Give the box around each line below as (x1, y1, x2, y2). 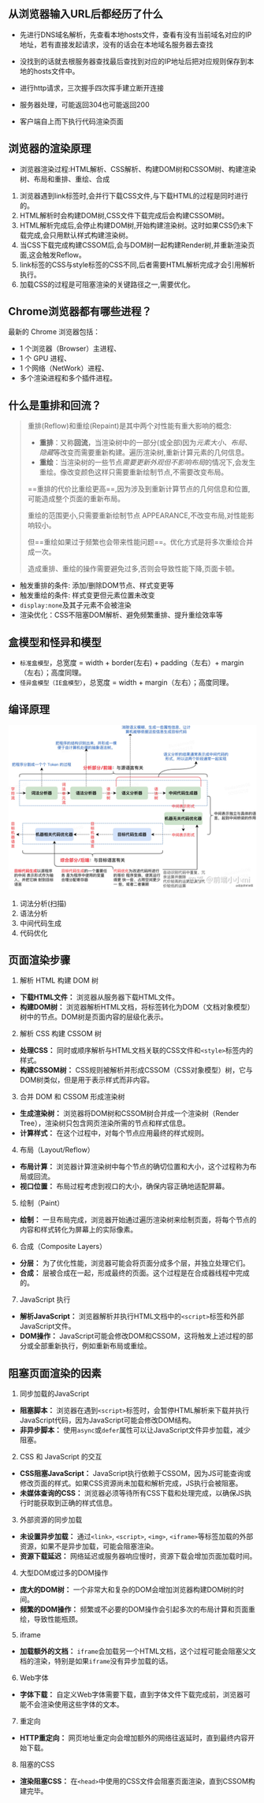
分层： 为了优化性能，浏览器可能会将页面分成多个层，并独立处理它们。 (19, 1258, 250, 1268)
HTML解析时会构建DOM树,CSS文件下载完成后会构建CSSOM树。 (19, 210, 229, 220)
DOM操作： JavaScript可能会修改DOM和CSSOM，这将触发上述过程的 (19, 1331, 247, 1341)
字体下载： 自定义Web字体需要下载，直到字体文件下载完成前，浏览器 (19, 1690, 244, 1700)
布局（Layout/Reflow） (19, 1145, 95, 1154)
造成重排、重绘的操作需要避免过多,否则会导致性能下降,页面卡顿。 (27, 564, 239, 574)
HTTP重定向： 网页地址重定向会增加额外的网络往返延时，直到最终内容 (19, 1733, 248, 1743)
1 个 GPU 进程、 (19, 354, 72, 363)
